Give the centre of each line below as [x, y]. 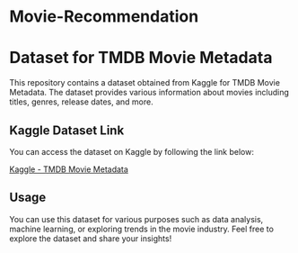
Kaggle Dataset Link [67, 130]
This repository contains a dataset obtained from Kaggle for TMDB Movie [145, 83]
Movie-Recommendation [104, 17]
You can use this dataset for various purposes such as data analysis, [136, 219]
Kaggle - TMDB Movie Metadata [69, 169]
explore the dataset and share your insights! [91, 238]
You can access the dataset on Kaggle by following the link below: [131, 151]
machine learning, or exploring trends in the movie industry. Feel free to [141, 229]
